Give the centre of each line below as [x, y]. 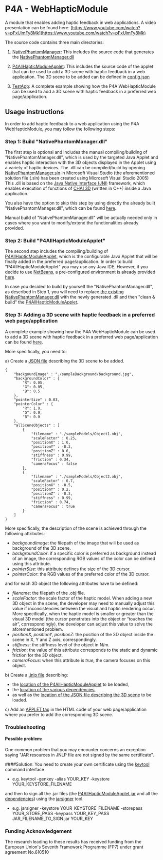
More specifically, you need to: [36, 351]
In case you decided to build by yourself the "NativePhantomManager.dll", [79, 287]
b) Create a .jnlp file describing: [36, 675]
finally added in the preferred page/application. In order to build [69, 261]
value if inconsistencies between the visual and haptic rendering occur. [83, 608]
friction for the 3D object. [37, 655]
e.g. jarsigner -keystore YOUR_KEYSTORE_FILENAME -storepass [77, 808]
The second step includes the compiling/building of [57, 251]
